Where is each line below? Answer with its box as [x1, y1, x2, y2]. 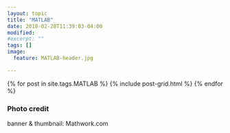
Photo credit [7, 104, 49, 113]
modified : [7, 29, 36, 36]
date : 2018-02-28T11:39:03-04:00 [7, 23, 103, 29]
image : [7, 49, 26, 56]
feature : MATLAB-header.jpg [13, 55, 94, 62]
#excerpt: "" [7, 36, 45, 43]
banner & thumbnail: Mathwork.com [7, 119, 108, 128]
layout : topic [7, 10, 48, 17]
